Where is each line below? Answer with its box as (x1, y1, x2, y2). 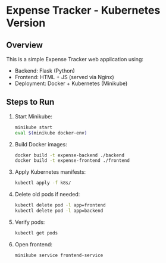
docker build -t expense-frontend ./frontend (14, 158, 130, 164)
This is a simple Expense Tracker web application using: (6, 56, 144, 62)
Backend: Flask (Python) (14, 67, 76, 74)
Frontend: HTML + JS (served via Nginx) (14, 74, 114, 80)
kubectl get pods (14, 230, 58, 236)
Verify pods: (14, 218, 45, 226)
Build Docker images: (14, 140, 67, 148)
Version (6, 16, 46, 30)
